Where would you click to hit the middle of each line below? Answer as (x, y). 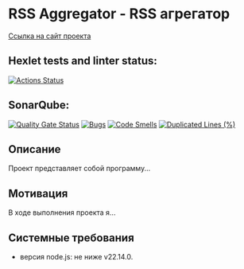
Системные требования (72, 238)
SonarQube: (39, 105)
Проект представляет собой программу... (79, 169)
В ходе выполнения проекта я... (62, 212)
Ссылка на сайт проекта (50, 36)
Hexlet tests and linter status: (83, 61)
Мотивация (38, 193)
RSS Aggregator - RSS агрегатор (119, 14)
